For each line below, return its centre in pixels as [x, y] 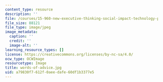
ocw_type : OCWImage [25, 59]
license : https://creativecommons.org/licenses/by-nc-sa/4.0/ [69, 54]
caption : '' [22, 37]
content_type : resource [29, 9]
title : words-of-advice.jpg [33, 68]
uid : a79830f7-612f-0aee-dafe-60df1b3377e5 [50, 72]
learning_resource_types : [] [34, 50]
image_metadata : [21, 32]
